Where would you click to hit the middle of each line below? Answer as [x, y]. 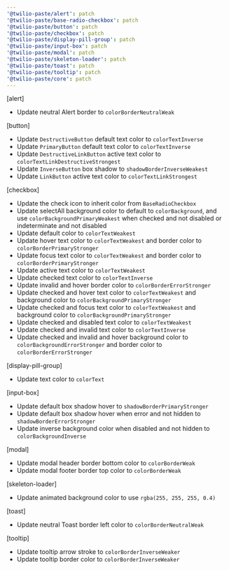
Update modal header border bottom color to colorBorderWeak [106, 463]
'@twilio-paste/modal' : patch [51, 53]
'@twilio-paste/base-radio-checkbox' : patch [72, 20]
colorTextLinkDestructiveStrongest [69, 162]
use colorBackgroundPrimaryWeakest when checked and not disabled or [119, 218]
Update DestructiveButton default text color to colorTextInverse [110, 139]
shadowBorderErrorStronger [56, 422]
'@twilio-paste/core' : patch [49, 79]
